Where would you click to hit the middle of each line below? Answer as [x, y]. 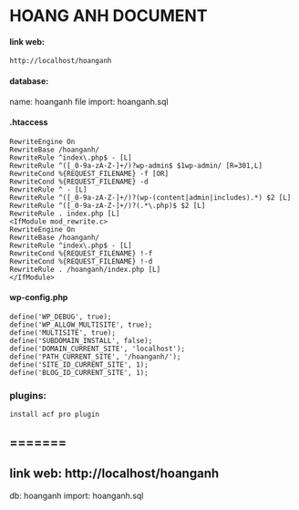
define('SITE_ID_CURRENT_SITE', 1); [79, 365]
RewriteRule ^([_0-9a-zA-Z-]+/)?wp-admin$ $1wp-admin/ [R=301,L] [136, 165]
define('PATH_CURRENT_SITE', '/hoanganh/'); [95, 357]
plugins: [28, 395]
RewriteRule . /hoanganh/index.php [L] [85, 269]
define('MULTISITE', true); [63, 333]
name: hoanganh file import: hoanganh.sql [89, 101]
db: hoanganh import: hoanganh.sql [77, 495]
